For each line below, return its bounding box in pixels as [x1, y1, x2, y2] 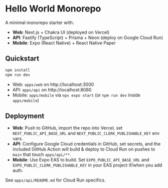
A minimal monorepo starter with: [5, 19, 74, 25]
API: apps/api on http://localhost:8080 [12, 86, 92, 92]
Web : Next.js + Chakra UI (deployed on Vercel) [12, 29, 110, 35]
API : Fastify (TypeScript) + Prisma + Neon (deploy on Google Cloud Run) [12, 34, 163, 40]
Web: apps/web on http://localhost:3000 [12, 81, 94, 87]
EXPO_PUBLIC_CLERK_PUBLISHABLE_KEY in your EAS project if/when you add [12, 162, 162, 168]
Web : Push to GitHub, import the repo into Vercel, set [12, 125, 123, 131]
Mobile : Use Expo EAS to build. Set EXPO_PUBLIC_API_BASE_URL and [12, 157, 149, 163]
